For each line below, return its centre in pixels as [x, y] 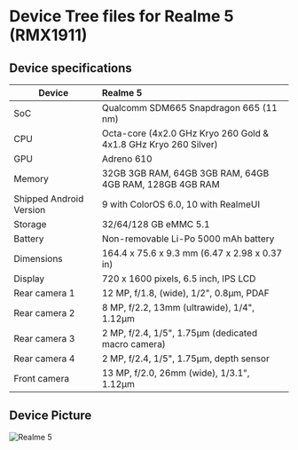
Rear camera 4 [44, 359]
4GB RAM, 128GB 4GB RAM [161, 184]
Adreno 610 [127, 159]
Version [30, 210]
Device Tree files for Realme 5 [122, 16]
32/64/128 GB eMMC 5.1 [156, 224]
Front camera [41, 379]
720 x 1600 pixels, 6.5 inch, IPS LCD [179, 279]
